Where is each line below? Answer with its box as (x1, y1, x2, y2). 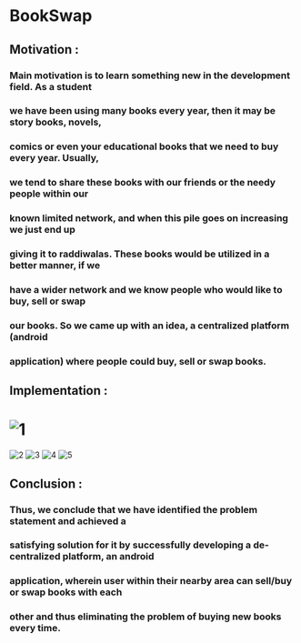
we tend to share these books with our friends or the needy (9, 176, 276, 189)
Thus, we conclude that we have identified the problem (9, 503, 257, 516)
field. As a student (9, 80, 93, 93)
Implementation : (9, 383, 108, 398)
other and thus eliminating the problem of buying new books (9, 610, 282, 623)
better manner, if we (9, 259, 101, 272)
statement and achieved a (9, 515, 127, 527)
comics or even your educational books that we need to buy (9, 140, 279, 153)
